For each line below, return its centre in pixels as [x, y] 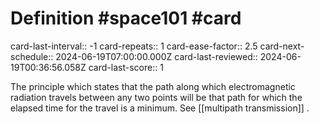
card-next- [282, 46]
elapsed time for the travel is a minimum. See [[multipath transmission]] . [160, 108]
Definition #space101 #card [126, 18]
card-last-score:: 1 [126, 67]
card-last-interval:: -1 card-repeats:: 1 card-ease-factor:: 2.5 [134, 46]
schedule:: [32, 56]
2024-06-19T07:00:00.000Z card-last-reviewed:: [156, 56]
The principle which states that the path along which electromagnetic [153, 86]
